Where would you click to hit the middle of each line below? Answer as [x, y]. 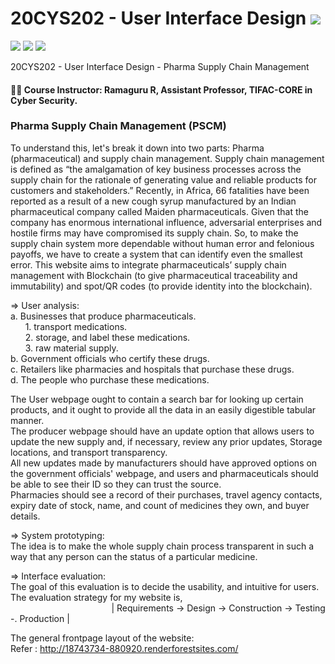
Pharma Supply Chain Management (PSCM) [118, 126]
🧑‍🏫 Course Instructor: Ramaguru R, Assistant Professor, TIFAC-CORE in [161, 89]
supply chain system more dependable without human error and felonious [162, 243]
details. [25, 516]
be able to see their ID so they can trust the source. [116, 484]
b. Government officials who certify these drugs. [110, 358]
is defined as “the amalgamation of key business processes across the [156, 169]
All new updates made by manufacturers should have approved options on [164, 463]
